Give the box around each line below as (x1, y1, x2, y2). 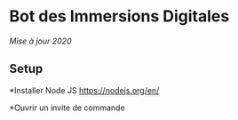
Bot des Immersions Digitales (9, 6, 230, 27)
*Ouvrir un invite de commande (9, 102, 126, 113)
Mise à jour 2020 (9, 36, 72, 46)
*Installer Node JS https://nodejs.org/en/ (9, 84, 160, 95)
